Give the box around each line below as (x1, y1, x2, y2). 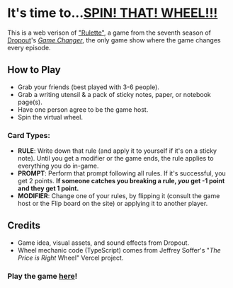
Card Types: (7, 130, 51, 140)
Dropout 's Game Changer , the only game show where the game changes (7, 35, 221, 44)
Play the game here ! (7, 271, 78, 281)
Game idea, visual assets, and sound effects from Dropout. (17, 238, 190, 247)
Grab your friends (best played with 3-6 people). (17, 83, 159, 91)
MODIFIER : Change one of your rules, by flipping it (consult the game (17, 192, 220, 200)
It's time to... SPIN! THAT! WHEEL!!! (7, 5, 218, 21)
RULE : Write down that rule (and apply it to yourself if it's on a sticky (17, 146, 217, 155)
